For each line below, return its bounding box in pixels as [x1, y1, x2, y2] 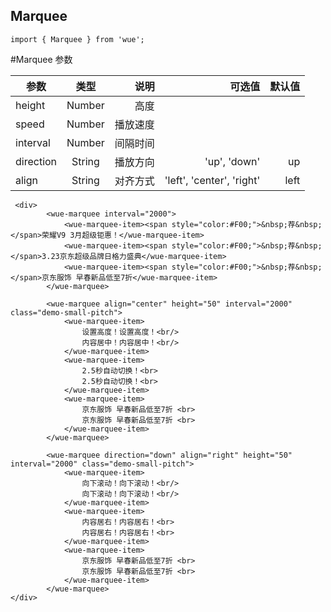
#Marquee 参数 [10, 53, 73, 65]
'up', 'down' [204, 154, 261, 168]
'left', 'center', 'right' [164, 173, 261, 187]
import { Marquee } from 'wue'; [10, 34, 145, 44]
